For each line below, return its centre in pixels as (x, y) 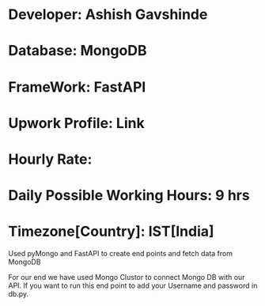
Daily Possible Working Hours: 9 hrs (129, 196)
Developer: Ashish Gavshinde (108, 15)
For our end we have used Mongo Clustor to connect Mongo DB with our (127, 278)
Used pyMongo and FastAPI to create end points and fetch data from (121, 254)
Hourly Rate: (50, 159)
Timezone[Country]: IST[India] (112, 232)
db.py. (19, 294)
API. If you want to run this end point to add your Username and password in (133, 285)
